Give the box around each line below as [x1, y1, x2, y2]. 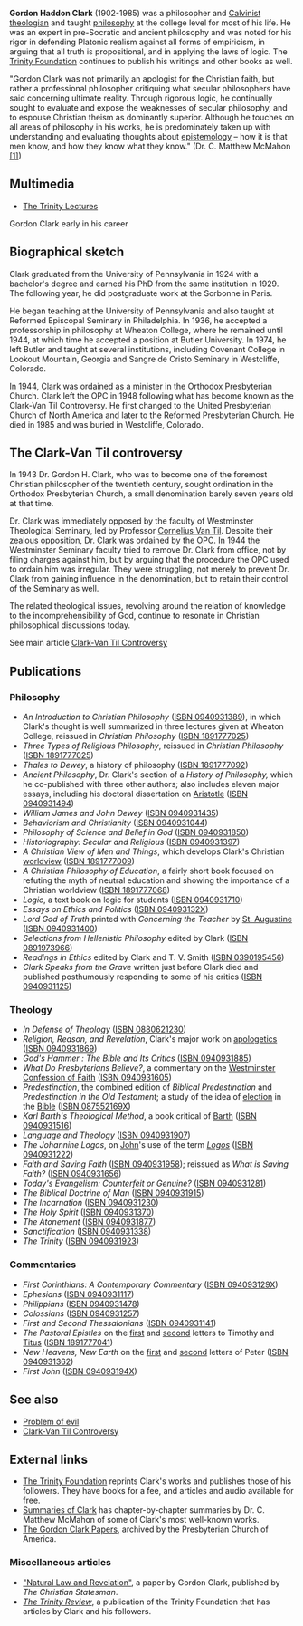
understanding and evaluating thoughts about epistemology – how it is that [9, 131, 288, 141]
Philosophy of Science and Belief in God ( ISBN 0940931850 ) [22, 827, 250, 838]
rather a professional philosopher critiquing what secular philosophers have [9, 83, 291, 93]
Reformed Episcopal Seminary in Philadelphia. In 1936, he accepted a [9, 314, 268, 325]
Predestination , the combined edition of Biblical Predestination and [22, 1082, 273, 1092]
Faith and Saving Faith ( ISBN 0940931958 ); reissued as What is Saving [22, 1159, 289, 1169]
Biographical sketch [9, 245, 125, 260]
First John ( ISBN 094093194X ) [22, 1365, 137, 1376]
